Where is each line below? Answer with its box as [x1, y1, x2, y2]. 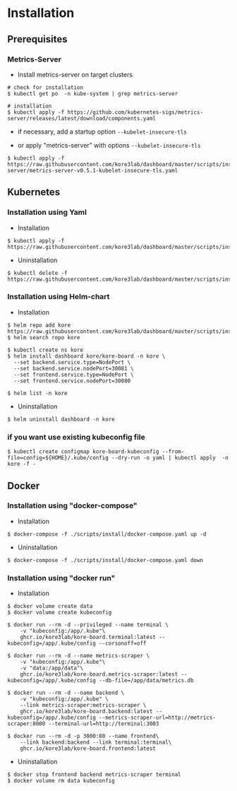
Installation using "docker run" [7, 573, 116, 582]
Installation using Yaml [7, 207, 87, 217]
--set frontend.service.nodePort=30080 [13, 377, 131, 385]
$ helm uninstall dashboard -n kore [7, 416, 115, 423]
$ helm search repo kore [7, 334, 80, 341]
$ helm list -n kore [7, 389, 68, 397]
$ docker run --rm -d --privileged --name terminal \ [7, 621, 169, 628]
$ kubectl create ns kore [7, 346, 83, 353]
